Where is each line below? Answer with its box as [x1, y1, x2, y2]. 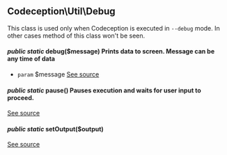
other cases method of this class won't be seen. [7, 31, 146, 40]
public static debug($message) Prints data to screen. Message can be [7, 47, 214, 56]
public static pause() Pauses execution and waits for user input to [7, 86, 202, 95]
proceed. [7, 93, 35, 101]
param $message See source [17, 70, 100, 79]
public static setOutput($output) [7, 124, 104, 133]
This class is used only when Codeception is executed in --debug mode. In [7, 24, 221, 32]
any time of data [7, 55, 56, 63]
